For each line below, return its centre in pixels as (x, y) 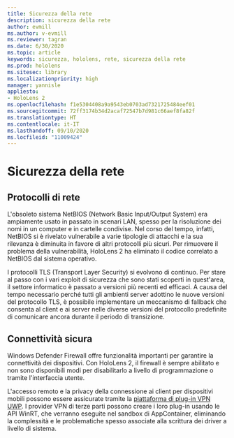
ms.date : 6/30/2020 (36, 46)
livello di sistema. (32, 429)
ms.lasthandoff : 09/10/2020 (48, 131)
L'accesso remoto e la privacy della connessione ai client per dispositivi (110, 391)
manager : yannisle (34, 85)
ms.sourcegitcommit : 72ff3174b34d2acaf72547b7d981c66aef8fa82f (101, 111)
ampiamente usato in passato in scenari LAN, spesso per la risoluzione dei (114, 221)
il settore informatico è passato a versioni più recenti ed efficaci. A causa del (117, 287)
